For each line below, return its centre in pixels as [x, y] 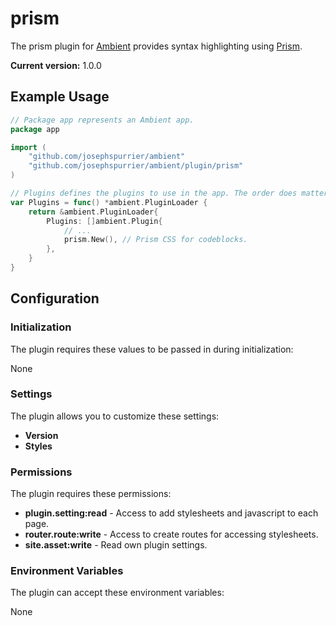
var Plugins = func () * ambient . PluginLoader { [109, 202]
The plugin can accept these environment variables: [117, 593]
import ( [28, 147]
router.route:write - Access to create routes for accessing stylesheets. [171, 534]
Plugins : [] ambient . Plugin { [104, 221]
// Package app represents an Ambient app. [102, 120]
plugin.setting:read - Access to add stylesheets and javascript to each [171, 513]
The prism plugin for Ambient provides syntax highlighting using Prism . [156, 46]
